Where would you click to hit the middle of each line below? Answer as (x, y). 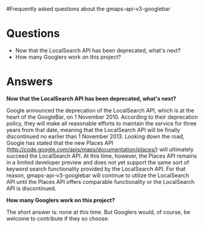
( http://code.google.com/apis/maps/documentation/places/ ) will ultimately (100, 149)
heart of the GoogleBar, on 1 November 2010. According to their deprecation (102, 117)
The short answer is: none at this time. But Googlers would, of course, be (98, 212)
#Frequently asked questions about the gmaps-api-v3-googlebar (88, 9)
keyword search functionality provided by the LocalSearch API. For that (96, 169)
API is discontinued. (31, 188)
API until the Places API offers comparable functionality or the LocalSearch (100, 182)
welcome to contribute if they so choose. (58, 218)
